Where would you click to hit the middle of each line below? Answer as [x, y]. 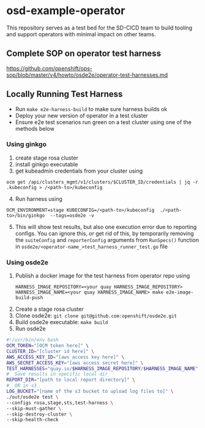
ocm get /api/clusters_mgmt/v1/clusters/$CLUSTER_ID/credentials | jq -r [102, 182]
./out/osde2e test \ [33, 397]
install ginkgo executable [47, 164]
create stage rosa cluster [47, 158]
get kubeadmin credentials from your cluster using [79, 171]
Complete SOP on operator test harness [84, 54]
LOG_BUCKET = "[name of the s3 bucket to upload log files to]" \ [90, 391]
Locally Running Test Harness [65, 94]
